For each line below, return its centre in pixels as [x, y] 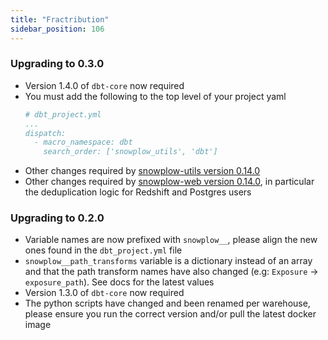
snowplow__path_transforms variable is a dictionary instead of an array [168, 261]
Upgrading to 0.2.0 [57, 218]
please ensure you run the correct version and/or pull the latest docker [170, 314]
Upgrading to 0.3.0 [57, 64]
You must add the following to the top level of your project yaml [155, 96]
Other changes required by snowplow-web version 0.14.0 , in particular [169, 182]
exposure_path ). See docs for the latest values [119, 282]
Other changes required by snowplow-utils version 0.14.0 [142, 171]
